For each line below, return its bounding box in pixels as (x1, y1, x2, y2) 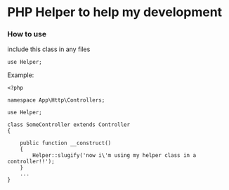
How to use (7, 29, 47, 39)
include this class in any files (7, 45, 91, 53)
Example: (7, 71, 34, 79)
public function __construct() (20, 140, 112, 147)
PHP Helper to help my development (7, 4, 223, 20)
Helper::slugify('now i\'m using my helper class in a (32, 152, 197, 159)
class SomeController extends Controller (7, 121, 131, 128)
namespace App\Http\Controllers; (7, 97, 105, 104)
